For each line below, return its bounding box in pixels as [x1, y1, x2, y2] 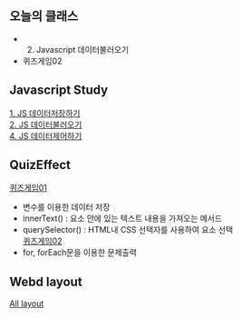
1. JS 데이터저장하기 [9, 107, 81, 118]
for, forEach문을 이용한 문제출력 [22, 247, 138, 258]
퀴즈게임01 [9, 183, 48, 194]
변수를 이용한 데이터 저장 [22, 202, 111, 213]
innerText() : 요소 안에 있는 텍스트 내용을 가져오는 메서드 [22, 213, 223, 224]
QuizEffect [9, 157, 71, 173]
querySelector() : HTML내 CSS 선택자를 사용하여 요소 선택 [22, 224, 234, 235]
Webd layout [9, 273, 83, 289]
